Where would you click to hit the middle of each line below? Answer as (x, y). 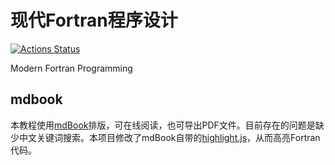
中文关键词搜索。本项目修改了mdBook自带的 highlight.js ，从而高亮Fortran (169, 137)
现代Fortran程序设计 (94, 20)
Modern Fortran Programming (71, 68)
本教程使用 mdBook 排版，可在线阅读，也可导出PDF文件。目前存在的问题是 (163, 125)
